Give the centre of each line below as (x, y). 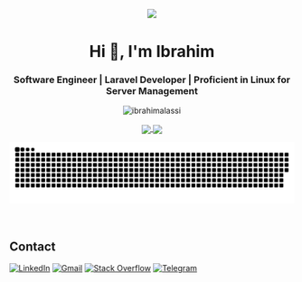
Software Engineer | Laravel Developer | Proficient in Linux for (152, 80)
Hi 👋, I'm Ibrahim (152, 52)
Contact (33, 246)
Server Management (152, 91)
